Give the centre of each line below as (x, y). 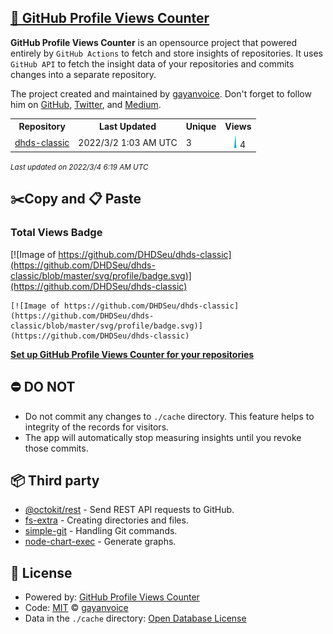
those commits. (56, 448)
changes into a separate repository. (83, 74)
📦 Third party (55, 480)
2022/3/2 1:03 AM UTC (128, 142)
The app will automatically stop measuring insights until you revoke (163, 437)
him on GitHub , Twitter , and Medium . (86, 104)
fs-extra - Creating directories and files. (106, 520)
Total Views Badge (56, 233)
